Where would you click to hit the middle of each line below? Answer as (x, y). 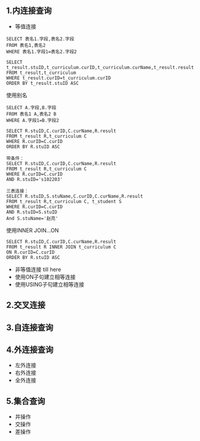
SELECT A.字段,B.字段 (31, 108)
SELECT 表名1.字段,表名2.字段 (40, 39)
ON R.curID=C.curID (31, 252)
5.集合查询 (26, 401)
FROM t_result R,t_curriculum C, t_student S (64, 201)
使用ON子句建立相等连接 (45, 277)
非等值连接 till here (38, 269)
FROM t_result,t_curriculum (41, 73)
